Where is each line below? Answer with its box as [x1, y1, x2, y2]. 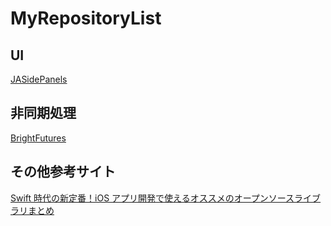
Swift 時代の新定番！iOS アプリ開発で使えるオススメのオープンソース [10, 192, 295, 204]
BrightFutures [10, 132, 67, 144]
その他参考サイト [10, 163, 116, 181]
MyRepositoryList [10, 7, 162, 30]
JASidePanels [10, 73, 68, 85]
